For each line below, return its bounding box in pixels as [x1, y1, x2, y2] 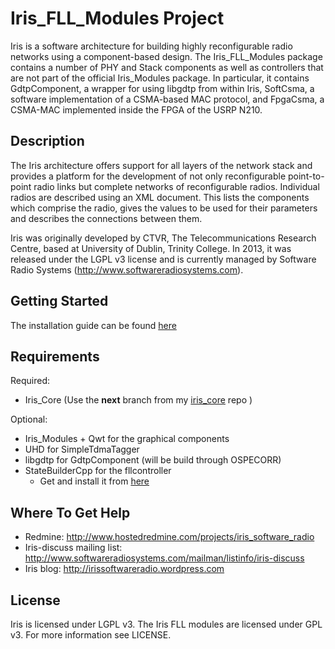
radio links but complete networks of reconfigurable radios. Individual [33, 180, 320, 192]
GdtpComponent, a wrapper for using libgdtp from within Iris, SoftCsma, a [10, 82, 315, 94]
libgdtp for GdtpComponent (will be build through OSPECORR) [24, 454, 282, 466]
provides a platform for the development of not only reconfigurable [10, 170, 287, 182]
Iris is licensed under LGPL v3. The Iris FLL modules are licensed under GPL [10, 618, 323, 630]
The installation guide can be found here [10, 319, 177, 331]
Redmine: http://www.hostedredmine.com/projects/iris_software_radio [24, 531, 315, 543]
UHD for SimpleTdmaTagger [24, 443, 140, 456]
